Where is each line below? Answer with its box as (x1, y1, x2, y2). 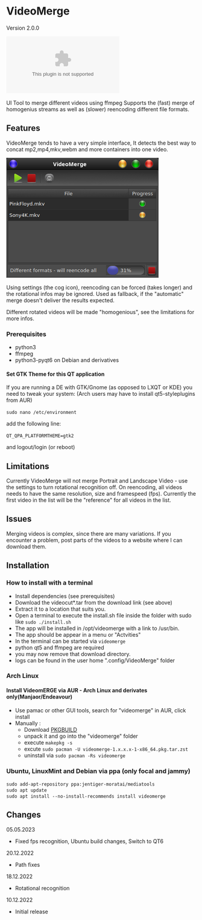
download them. (6, 543, 47, 550)
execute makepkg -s (24, 738, 73, 746)
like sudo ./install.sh (14, 618, 71, 625)
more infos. (6, 315, 35, 322)
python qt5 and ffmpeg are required (14, 643, 104, 651)
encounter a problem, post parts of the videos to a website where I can (6, 536, 183, 544)
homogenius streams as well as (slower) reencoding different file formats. (6, 105, 190, 113)
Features (6, 123, 40, 134)
